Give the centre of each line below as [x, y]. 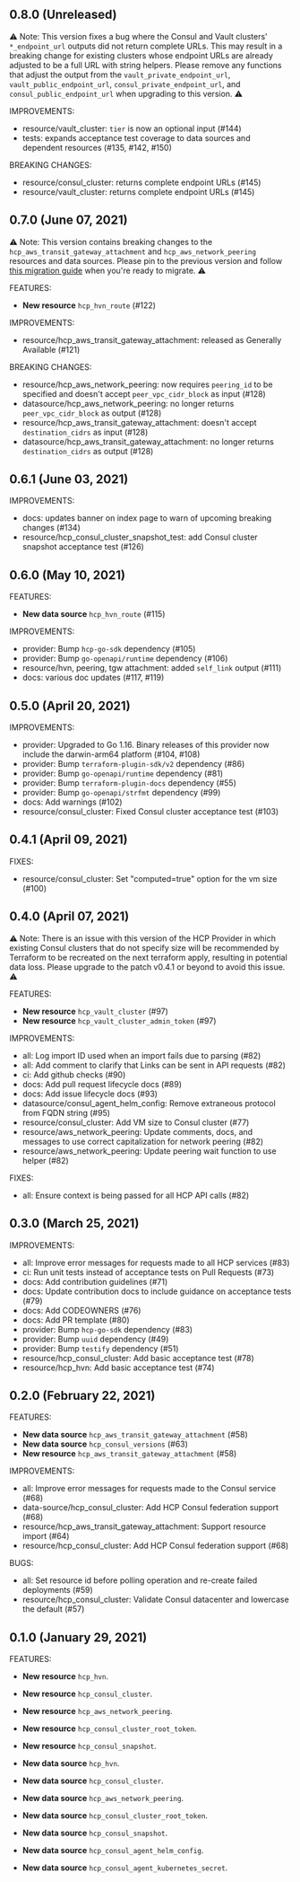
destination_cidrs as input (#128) [85, 432]
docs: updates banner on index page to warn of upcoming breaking [147, 518]
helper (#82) [45, 1160]
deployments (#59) [58, 1590]
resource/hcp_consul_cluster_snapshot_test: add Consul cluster [140, 537]
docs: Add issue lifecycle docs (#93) [90, 1094]
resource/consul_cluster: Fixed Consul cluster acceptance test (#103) [150, 812]
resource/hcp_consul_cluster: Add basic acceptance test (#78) [138, 1358]
